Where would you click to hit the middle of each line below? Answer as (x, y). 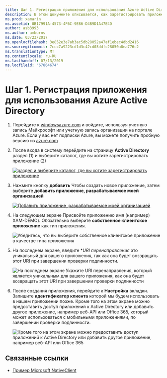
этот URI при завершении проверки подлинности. (65, 261)
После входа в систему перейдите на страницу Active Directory (81, 150)
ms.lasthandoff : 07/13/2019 (34, 61)
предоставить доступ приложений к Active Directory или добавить (83, 307)
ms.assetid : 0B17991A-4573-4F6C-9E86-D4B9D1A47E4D (59, 24)
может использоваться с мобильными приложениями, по (74, 317)
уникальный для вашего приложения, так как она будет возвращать (85, 256)
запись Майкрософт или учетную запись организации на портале (82, 130)
